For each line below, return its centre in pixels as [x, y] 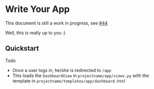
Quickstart [22, 48]
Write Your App [37, 9]
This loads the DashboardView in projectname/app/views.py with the [81, 75]
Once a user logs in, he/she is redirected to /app [62, 70]
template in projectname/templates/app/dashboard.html [69, 80]
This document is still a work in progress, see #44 [57, 23]
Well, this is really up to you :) [35, 32]
